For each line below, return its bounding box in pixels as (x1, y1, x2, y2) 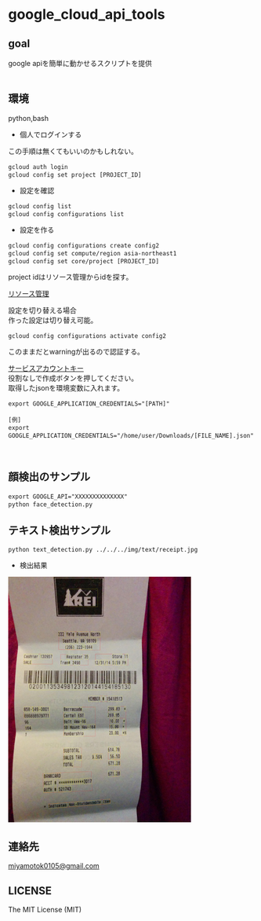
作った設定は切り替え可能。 (8, 315, 98, 325)
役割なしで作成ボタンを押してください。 (8, 373, 139, 383)
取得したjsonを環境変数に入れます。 (8, 383, 125, 392)
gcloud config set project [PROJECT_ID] (8, 171, 143, 178)
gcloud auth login (8, 163, 68, 171)
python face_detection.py (8, 501, 92, 508)
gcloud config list (8, 202, 72, 210)
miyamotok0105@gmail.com (8, 861, 100, 871)
